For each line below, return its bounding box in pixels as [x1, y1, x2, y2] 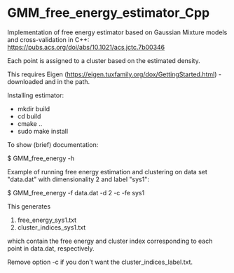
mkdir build [17, 104, 50, 113]
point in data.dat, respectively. [7, 244, 95, 253]
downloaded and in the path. [7, 77, 90, 85]
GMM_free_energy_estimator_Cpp [7, 5, 210, 21]
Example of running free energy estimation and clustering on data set [7, 167, 208, 176]
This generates [7, 202, 51, 211]
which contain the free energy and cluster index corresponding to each [7, 237, 213, 245]
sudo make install [17, 127, 69, 135]
